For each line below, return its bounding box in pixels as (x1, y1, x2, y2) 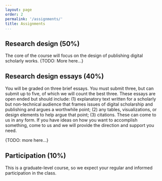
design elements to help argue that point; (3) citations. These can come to (5, 112, 157, 118)
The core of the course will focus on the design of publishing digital (5, 53, 143, 59)
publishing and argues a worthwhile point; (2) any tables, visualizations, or (5, 106, 157, 112)
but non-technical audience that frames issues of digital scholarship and (5, 101, 153, 107)
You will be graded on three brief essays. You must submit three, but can (5, 85, 154, 91)
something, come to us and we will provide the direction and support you (5, 122, 155, 128)
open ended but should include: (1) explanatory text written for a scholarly (5, 96, 156, 102)
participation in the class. (5, 170, 57, 176)
